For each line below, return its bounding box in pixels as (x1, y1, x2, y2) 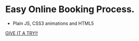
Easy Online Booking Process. (5, 4, 135, 15)
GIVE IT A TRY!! (5, 30, 38, 36)
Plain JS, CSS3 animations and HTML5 (12, 20, 94, 26)
